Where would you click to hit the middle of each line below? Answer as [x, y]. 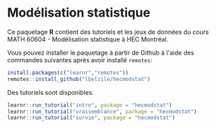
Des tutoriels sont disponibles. [51, 92]
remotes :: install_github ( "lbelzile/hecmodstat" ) [79, 79]
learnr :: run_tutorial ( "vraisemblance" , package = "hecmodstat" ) [102, 111]
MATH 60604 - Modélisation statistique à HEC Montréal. [88, 39]
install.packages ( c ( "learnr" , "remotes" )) [68, 73]
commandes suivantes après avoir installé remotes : [80, 60]
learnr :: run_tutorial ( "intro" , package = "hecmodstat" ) [90, 105]
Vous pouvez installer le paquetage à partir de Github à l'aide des [101, 53]
